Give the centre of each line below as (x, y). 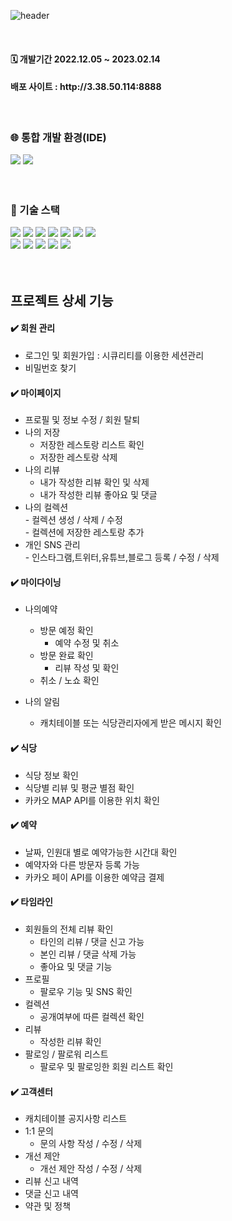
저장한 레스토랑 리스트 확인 (92, 445)
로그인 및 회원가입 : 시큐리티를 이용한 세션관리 (114, 355)
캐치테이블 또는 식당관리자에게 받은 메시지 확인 (130, 723)
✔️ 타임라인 (31, 902)
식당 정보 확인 (51, 775)
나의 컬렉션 (46, 507)
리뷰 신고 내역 (51, 1181)
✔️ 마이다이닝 (36, 582)
